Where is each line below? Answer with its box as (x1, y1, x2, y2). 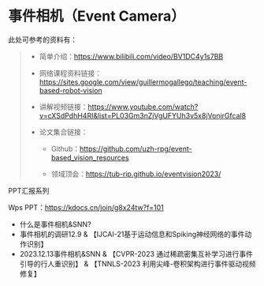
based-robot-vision (39, 85, 102, 95)
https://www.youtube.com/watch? (87, 102, 199, 111)
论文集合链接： (39, 127, 88, 137)
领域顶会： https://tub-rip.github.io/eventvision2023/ (50, 169, 221, 179)
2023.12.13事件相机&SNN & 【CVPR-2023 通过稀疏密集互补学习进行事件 (19, 249, 254, 258)
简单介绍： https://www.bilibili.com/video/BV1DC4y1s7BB (39, 51, 224, 61)
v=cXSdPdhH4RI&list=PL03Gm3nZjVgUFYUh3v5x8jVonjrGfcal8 (39, 111, 247, 120)
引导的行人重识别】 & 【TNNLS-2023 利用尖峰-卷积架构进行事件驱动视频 (19, 258, 256, 269)
